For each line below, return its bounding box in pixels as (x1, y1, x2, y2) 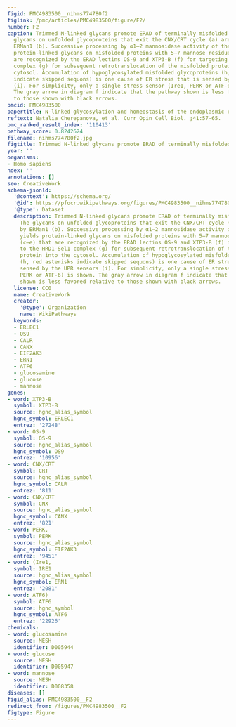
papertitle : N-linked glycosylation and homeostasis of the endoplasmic (7, 108, 225, 115)
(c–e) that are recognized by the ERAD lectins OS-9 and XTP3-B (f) (20, 239, 225, 246)
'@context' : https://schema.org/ (13, 193, 112, 200)
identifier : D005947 (13, 663, 74, 671)
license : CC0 (13, 284, 52, 292)
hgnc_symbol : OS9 (13, 447, 65, 455)
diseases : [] (7, 689, 46, 696)
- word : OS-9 (7, 428, 46, 435)
